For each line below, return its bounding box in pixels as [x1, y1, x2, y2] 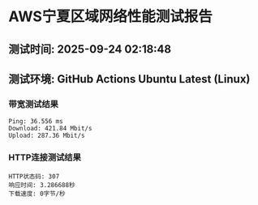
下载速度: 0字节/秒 [8, 190, 66, 198]
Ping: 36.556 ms [8, 117, 63, 126]
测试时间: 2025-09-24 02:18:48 [8, 42, 172, 56]
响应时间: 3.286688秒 [8, 181, 75, 189]
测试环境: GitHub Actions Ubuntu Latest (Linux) [8, 72, 251, 86]
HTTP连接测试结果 [8, 152, 81, 163]
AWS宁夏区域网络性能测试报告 [8, 7, 213, 26]
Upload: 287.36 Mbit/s [8, 131, 85, 140]
